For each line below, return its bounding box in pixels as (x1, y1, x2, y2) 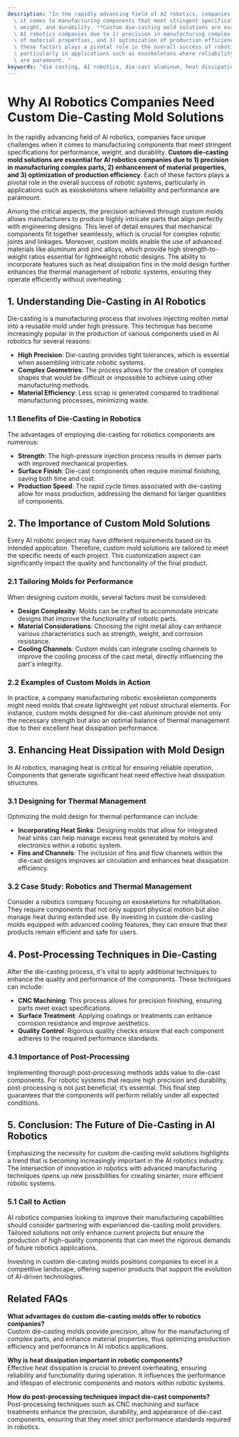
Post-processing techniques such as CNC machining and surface (7, 1399, 199, 1409)
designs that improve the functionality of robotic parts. (17, 614, 178, 622)
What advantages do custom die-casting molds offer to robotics (7, 1312, 201, 1320)
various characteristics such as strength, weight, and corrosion (17, 629, 203, 637)
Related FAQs (7, 1293, 68, 1305)
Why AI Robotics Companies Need (7, 94, 215, 110)
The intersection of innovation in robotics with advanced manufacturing (7, 1164, 217, 1172)
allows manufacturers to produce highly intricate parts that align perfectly (7, 214, 223, 223)
